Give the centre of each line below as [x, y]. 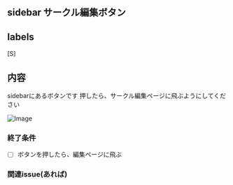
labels [21, 37]
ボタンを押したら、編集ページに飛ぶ [70, 155]
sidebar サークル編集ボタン [66, 13]
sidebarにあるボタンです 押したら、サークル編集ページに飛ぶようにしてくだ [116, 96]
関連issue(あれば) [37, 174]
